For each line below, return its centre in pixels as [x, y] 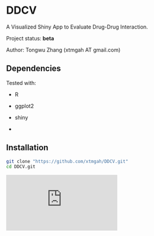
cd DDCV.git [21, 167]
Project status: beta [30, 38]
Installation [27, 148]
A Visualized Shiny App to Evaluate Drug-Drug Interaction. [77, 27]
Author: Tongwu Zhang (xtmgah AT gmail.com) [63, 50]
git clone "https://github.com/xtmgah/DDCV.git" [67, 161]
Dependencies [33, 69]
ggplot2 [24, 106]
